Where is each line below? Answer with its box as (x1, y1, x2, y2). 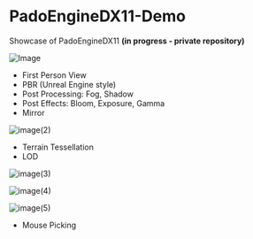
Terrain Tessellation (21, 142, 95, 152)
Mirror (21, 107, 46, 118)
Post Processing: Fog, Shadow (21, 89, 134, 99)
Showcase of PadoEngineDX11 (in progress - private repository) (9, 35, 245, 46)
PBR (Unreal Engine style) (21, 79, 117, 89)
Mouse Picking (21, 220, 77, 230)
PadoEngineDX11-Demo (9, 6, 186, 27)
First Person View (21, 69, 87, 81)
